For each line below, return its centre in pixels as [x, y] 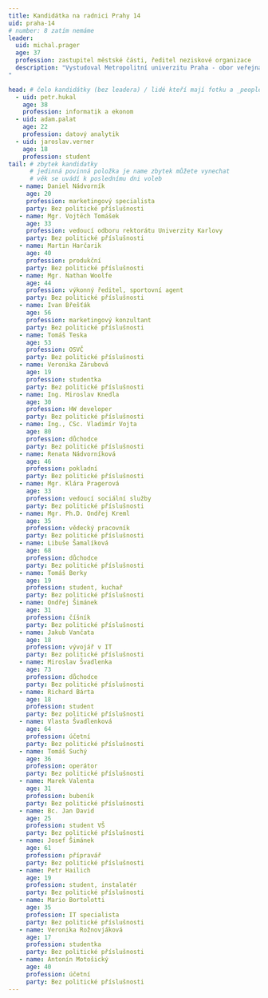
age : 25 [39, 818]
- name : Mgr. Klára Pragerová [69, 484]
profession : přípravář [64, 855]
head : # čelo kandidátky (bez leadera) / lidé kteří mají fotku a [121, 90]
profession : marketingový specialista [91, 201]
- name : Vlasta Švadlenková [65, 722]
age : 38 [35, 105]
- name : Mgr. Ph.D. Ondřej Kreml [74, 513]
